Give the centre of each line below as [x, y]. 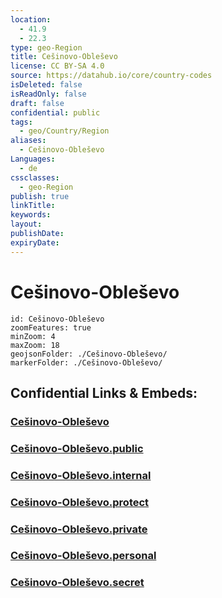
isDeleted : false [46, 85]
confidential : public [55, 112]
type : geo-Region [46, 47]
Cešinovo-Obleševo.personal [83, 556]
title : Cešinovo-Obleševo [64, 57]
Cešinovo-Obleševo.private [79, 529]
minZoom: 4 [33, 336]
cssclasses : [35, 177]
